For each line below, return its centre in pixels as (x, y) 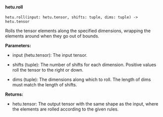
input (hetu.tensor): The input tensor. (50, 55)
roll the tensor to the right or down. (48, 70)
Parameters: (18, 46)
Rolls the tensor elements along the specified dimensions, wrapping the (78, 31)
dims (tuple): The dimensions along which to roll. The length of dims (81, 79)
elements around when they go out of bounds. (52, 36)
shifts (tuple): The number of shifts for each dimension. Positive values (84, 65)
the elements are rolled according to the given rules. (65, 109)
